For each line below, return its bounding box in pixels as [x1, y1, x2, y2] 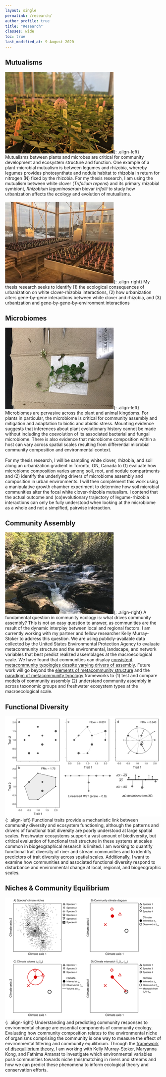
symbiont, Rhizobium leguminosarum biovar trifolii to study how [5, 186, 135, 191]
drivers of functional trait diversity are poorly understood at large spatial [5, 827, 153, 833]
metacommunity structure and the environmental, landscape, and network [5, 646, 157, 652]
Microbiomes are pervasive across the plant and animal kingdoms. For [5, 410, 149, 416]
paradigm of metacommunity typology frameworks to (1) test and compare [5, 673, 158, 679]
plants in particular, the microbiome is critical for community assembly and [5, 415, 158, 421]
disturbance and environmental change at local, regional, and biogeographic [5, 864, 161, 870]
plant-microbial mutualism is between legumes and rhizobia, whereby [5, 164, 147, 171]
